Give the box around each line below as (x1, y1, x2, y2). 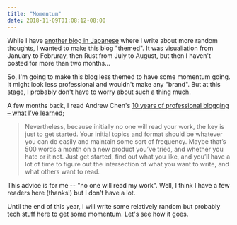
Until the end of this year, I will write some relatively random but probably (7, 202, 221, 210)
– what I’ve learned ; (7, 109, 65, 117)
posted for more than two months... (7, 59, 111, 67)
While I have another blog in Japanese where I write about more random (7, 36, 218, 44)
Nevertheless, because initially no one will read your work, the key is (24, 122, 225, 130)
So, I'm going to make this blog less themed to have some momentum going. (7, 72, 231, 81)
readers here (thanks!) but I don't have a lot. (7, 188, 136, 197)
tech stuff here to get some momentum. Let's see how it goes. (7, 209, 189, 218)
